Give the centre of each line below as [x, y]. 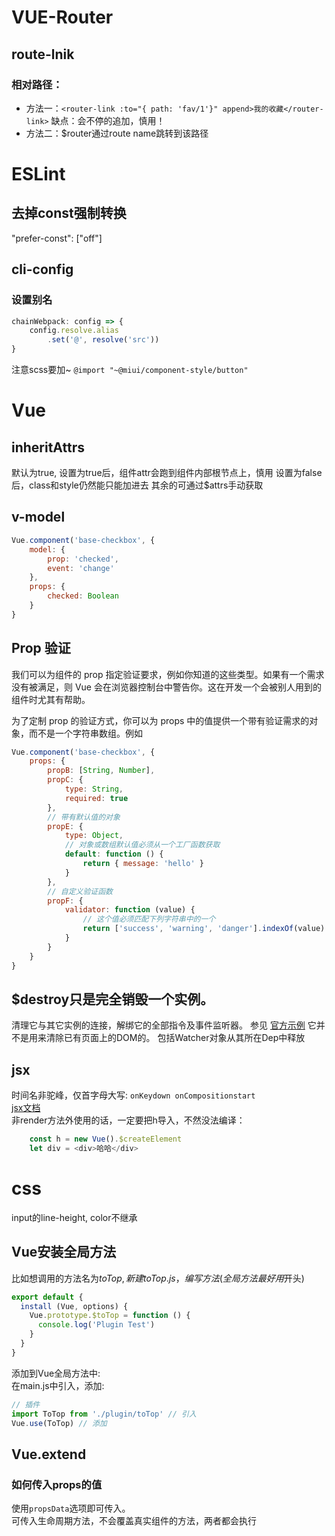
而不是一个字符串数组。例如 [85, 733]
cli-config [42, 269]
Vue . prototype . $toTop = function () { [110, 1316]
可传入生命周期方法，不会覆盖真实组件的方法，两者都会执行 [134, 1521]
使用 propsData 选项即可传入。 [71, 1508]
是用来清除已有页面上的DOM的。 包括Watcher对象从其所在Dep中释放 [162, 1038]
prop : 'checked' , [83, 559]
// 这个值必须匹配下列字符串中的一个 [149, 919]
